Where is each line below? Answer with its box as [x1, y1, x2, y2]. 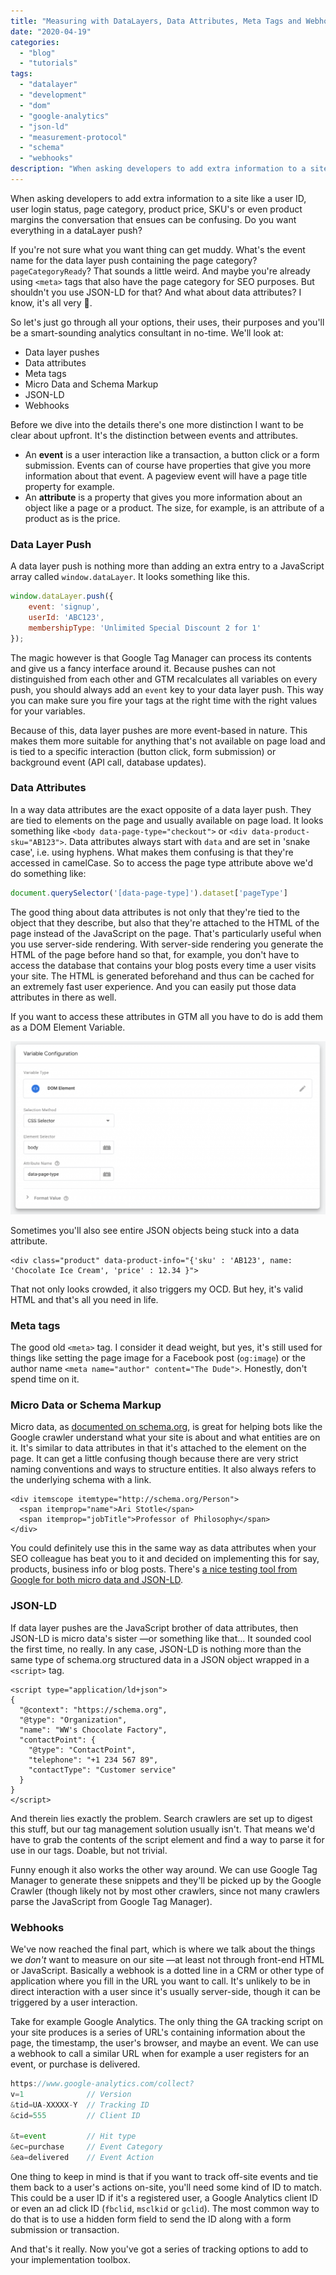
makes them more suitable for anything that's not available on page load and [10, 735, 326, 747]
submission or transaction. [10, 2224, 120, 2235]
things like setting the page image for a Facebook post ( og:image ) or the [10, 1352, 307, 1364]
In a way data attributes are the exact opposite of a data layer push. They [10, 803, 312, 815]
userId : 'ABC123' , [28, 612, 105, 622]
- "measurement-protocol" [19, 132, 128, 142]
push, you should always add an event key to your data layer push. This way [10, 683, 324, 695]
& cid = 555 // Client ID [10, 2110, 141, 2120]
